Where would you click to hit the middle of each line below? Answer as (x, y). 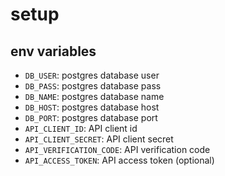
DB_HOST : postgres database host (92, 107)
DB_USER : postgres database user (92, 75)
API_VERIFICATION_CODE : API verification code (117, 149)
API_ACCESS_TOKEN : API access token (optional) (119, 160)
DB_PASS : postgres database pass (93, 86)
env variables (53, 51)
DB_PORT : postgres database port (91, 117)
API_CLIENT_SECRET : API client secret (99, 139)
